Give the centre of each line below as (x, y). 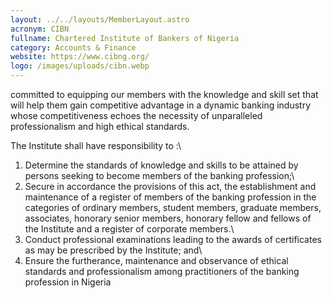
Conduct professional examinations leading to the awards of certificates (173, 239)
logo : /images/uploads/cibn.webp (80, 66)
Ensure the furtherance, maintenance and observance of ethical (156, 260)
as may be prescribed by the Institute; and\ (113, 250)
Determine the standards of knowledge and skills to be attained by (161, 165)
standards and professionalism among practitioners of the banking (162, 271)
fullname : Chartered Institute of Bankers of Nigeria (125, 38)
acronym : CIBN (40, 29)
